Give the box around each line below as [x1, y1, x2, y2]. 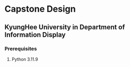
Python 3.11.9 [11, 56, 38, 62]
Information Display [4, 30, 66, 39]
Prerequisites [4, 45, 37, 52]
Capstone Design [4, 3, 76, 15]
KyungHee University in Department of [4, 23, 125, 31]
